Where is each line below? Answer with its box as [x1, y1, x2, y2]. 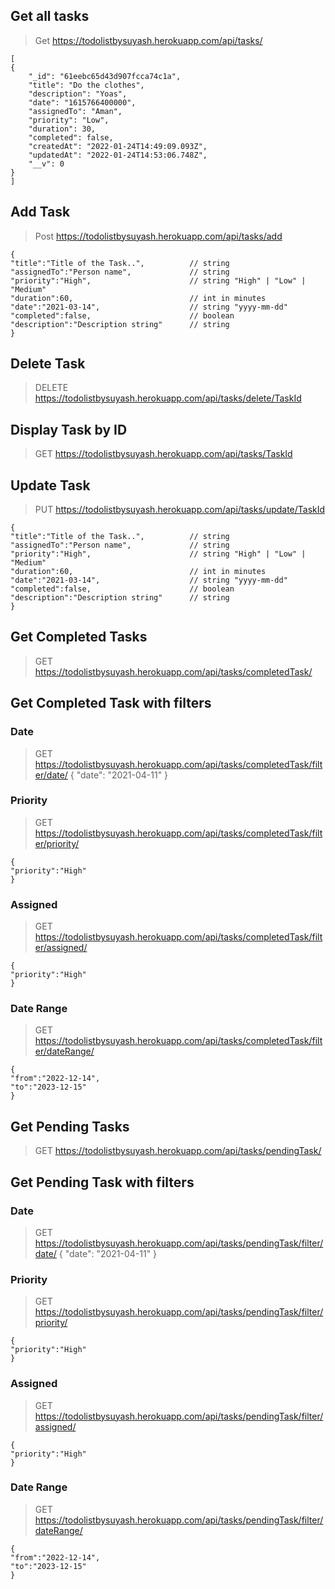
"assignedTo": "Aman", [28, 106, 123, 116]
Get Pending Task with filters [10, 1174, 195, 1191]
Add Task [10, 204, 71, 221]
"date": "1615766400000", [28, 97, 137, 108]
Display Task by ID [10, 421, 128, 438]
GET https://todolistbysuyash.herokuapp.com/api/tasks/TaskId [34, 448, 293, 460]
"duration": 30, [28, 124, 97, 134]
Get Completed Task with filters [10, 695, 212, 712]
